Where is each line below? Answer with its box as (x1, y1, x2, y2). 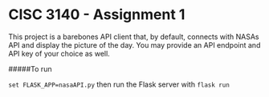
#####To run (8, 64, 52, 73)
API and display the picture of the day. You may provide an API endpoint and (8, 40, 261, 49)
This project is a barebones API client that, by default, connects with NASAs (8, 32, 259, 41)
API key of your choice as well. (8, 48, 110, 58)
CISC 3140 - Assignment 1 (8, 6, 185, 24)
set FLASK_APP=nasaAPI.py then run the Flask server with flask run (8, 80, 230, 89)
